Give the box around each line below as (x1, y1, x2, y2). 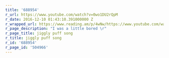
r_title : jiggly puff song (5, 36, 62, 41)
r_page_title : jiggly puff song (5, 31, 73, 36)
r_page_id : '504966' (5, 45, 49, 50)
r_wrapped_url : (5, 21, 37, 27)
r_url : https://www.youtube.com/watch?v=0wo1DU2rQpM (5, 12, 118, 17)
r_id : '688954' (5, 40, 37, 45)
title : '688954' (5, 7, 39, 13)
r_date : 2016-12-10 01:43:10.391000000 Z (5, 17, 94, 22)
